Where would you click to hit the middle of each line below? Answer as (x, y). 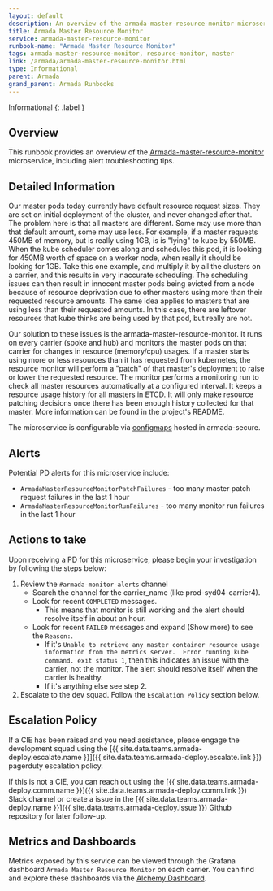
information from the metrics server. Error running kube (147, 652)
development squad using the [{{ (64, 748)
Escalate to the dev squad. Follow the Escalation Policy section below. (140, 694)
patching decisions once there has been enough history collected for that (131, 403)
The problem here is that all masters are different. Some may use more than (135, 224)
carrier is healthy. (74, 677)
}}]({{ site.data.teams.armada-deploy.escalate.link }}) (173, 757)
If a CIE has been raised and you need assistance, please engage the (124, 740)
